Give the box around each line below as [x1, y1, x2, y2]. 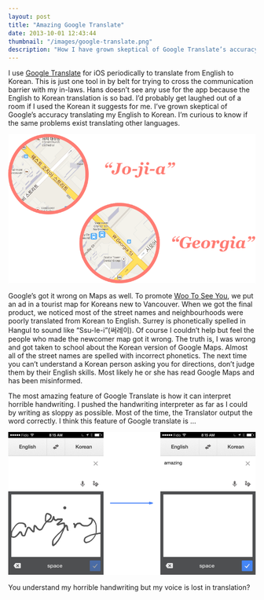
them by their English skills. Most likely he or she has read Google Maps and [8, 368, 255, 377]
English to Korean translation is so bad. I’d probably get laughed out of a [8, 93, 242, 103]
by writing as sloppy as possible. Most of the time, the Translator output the [8, 408, 253, 418]
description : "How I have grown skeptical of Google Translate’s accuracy [8, 46, 258, 54]
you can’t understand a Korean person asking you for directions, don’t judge [8, 360, 255, 369]
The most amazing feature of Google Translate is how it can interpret [8, 391, 232, 401]
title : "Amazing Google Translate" [8, 20, 125, 29]
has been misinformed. [8, 376, 82, 386]
